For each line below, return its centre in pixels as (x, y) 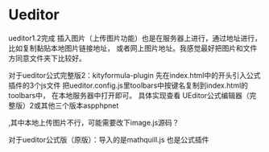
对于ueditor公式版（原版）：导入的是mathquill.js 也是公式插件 (109, 139)
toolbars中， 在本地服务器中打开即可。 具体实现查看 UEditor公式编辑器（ (129, 95)
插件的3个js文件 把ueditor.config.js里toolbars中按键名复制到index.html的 (128, 85)
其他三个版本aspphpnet (80, 105)
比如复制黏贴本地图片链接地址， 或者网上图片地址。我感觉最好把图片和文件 (133, 48)
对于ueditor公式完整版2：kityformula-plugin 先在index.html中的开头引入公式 (134, 75)
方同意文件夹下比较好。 (47, 58)
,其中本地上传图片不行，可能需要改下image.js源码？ (94, 122)
